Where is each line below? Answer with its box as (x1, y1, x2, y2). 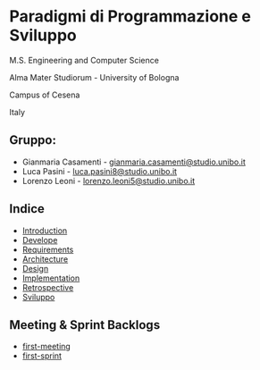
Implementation (21, 273, 80, 283)
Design (21, 263, 49, 273)
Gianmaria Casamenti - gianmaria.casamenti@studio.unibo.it (21, 156, 246, 167)
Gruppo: (9, 132, 56, 148)
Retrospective (21, 282, 74, 292)
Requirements (21, 244, 74, 255)
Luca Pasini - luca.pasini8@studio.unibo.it (21, 165, 177, 176)
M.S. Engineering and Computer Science (9, 55, 159, 65)
